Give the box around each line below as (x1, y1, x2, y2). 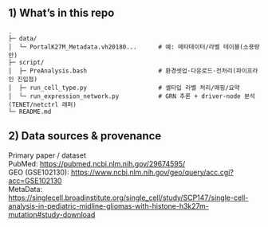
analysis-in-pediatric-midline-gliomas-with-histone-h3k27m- (8, 201, 209, 210)
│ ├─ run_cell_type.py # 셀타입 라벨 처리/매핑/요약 (8, 84, 240, 92)
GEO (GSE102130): (8, 167, 69, 177)
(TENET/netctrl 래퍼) (8, 100, 77, 108)
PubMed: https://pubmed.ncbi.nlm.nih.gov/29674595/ (8, 159, 186, 168)
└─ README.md (8, 108, 52, 115)
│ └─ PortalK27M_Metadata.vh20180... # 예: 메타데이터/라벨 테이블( (8, 43, 244, 51)
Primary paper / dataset (8, 151, 86, 160)
